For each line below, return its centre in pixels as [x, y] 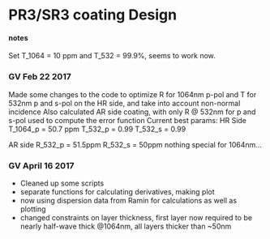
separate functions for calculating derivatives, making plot [117, 191]
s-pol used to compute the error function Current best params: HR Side [128, 120]
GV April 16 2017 [41, 165]
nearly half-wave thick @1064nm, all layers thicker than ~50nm [126, 226]
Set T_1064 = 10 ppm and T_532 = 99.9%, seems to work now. [112, 56]
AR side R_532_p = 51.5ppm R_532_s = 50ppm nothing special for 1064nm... [135, 144]
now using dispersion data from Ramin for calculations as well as [129, 200]
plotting [33, 209]
